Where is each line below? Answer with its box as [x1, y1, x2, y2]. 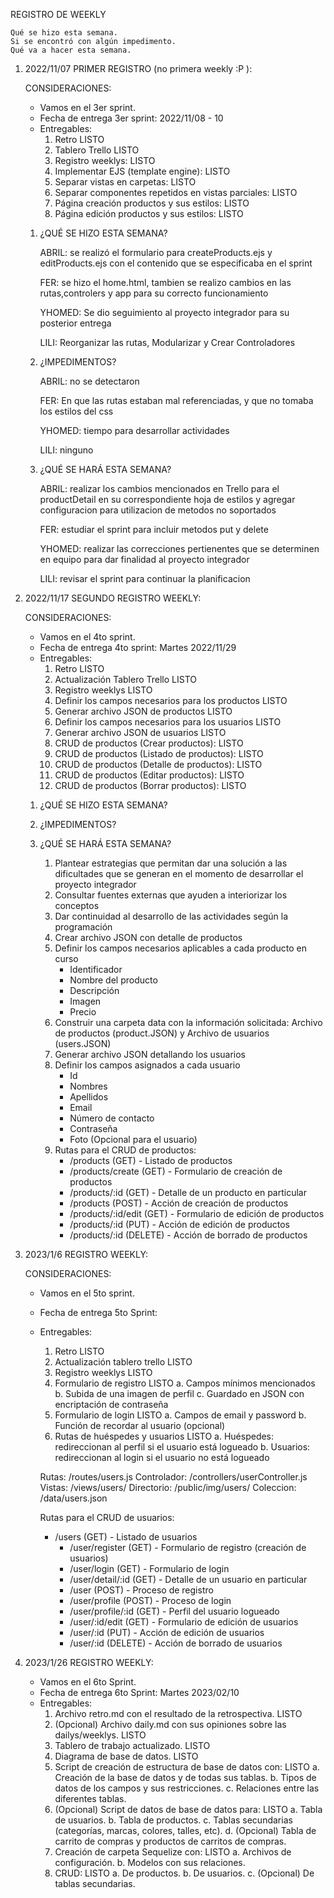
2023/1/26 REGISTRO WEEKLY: [24, 1657, 154, 1668]
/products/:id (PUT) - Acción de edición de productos [69, 1219, 291, 1230]
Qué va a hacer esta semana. [10, 45, 132, 55]
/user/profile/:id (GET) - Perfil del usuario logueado [69, 1605, 280, 1617]
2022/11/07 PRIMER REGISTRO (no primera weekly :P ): [24, 63, 253, 74]
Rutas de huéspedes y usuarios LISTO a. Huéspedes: [54, 1430, 275, 1442]
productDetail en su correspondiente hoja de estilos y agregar [39, 494, 296, 505]
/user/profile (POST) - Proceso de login [69, 1595, 232, 1606]
